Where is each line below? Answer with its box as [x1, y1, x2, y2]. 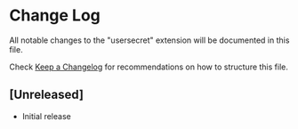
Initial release [21, 110, 71, 121]
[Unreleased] [9, 87, 85, 102]
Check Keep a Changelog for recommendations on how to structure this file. [9, 61, 289, 72]
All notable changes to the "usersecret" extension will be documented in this [9, 35, 290, 45]
